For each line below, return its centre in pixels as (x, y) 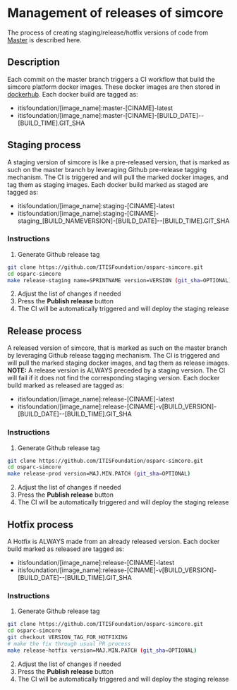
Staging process (44, 145)
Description (34, 62)
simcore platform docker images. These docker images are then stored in (114, 87)
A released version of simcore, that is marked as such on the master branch (117, 348)
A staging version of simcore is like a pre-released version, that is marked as (119, 162)
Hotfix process (41, 525)
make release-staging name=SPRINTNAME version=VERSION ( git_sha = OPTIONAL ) (120, 280)
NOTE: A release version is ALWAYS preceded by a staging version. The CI (116, 370)
